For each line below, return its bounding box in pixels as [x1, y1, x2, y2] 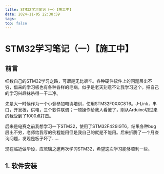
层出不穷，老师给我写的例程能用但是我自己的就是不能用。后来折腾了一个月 [5, 130, 155, 135]
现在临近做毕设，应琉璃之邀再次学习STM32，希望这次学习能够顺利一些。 [5, 146, 152, 152]
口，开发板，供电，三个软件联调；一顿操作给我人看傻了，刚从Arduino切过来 [5, 107, 158, 113]
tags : [5, 16, 16, 21]
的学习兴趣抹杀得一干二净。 [5, 90, 61, 96]
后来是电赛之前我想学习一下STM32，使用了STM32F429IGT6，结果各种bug [5, 123, 156, 130]
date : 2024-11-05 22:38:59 [5, 12, 60, 17]
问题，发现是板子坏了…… [9, 135, 60, 142]
